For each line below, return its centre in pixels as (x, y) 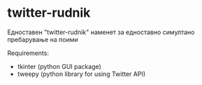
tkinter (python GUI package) (59, 66)
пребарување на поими (43, 39)
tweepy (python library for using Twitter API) (81, 74)
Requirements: (28, 53)
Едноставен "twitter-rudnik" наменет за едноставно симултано (101, 32)
